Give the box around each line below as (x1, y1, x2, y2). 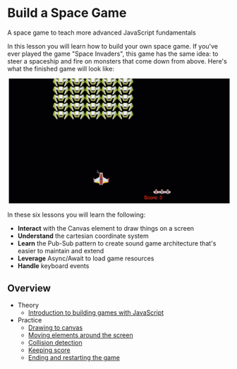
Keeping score (28, 346, 71, 354)
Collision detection (28, 339, 83, 347)
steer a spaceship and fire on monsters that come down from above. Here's (7, 56, 227, 65)
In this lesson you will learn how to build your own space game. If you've (7, 42, 219, 50)
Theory (17, 301, 39, 310)
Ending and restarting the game (28, 353, 120, 362)
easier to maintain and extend (17, 247, 104, 255)
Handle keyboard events (17, 262, 90, 270)
